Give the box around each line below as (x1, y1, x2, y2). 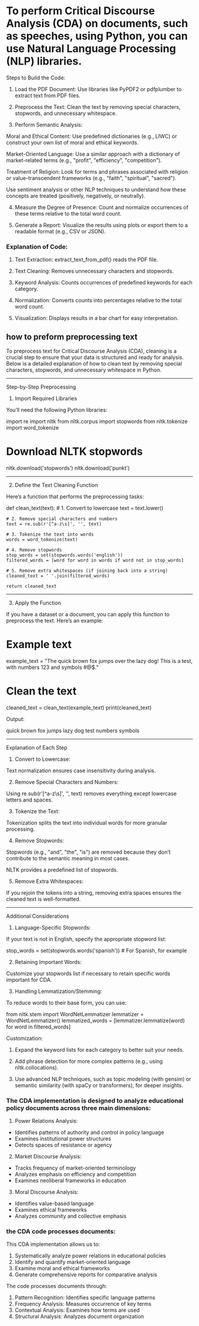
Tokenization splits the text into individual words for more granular (6, 819, 168, 826)
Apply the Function (14, 599, 61, 606)
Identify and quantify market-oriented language (14, 1258, 131, 1266)
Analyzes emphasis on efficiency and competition (14, 1171, 137, 1178)
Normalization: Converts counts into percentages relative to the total (14, 297, 182, 304)
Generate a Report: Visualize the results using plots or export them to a (14, 221, 188, 229)
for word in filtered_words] (6, 1023, 71, 1030)
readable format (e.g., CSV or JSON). (14, 228, 106, 235)
